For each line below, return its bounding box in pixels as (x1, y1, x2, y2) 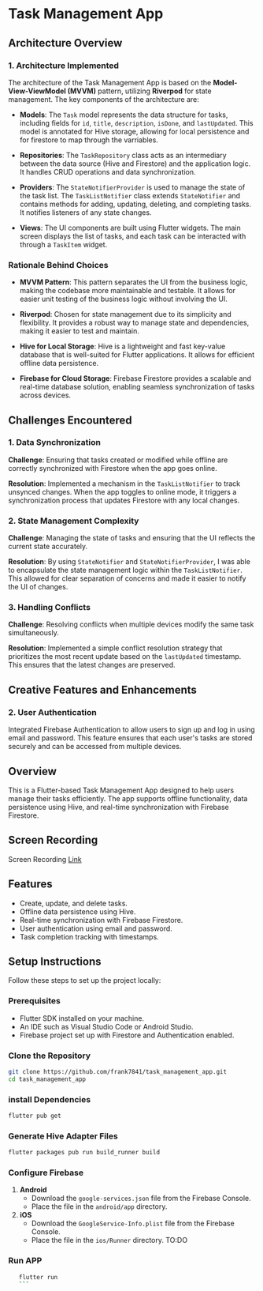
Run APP (8, 1255, 43, 1267)
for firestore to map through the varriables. (19, 135, 159, 145)
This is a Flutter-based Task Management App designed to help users (8, 785, 235, 795)
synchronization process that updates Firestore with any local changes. (8, 495, 240, 505)
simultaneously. (8, 628, 59, 638)
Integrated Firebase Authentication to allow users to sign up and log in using (8, 725, 256, 735)
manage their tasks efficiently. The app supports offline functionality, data (8, 793, 248, 803)
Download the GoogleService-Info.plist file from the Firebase (31, 1218, 235, 1229)
